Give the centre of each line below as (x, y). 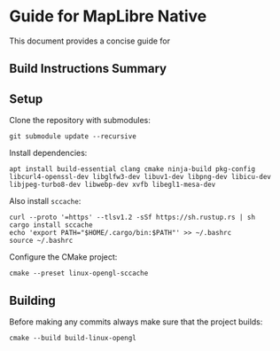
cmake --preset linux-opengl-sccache (79, 273)
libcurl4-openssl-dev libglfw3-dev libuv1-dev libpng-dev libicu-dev (140, 177)
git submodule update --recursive (73, 136)
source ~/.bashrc (41, 241)
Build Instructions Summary (88, 69)
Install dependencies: (48, 153)
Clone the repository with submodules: (80, 121)
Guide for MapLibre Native (108, 16)
